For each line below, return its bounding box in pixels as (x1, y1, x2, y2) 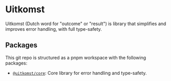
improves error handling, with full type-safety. (5, 26, 102, 32)
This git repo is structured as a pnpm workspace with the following (5, 54, 146, 60)
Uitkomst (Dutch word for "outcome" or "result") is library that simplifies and (5, 21, 166, 27)
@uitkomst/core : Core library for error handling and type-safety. (12, 70, 147, 76)
